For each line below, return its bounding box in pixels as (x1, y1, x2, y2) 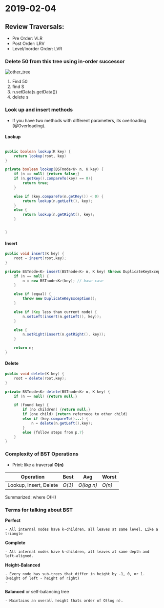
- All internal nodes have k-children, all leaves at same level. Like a (5, 527, 159, 532)
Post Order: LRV (12, 41, 45, 46)
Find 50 (12, 79, 28, 85)
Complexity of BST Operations (5, 450, 79, 457)
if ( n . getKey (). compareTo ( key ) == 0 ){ (14, 176, 93, 181)
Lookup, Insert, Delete (7, 481, 58, 488)
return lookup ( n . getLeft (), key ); (22, 199, 93, 203)
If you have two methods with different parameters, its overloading (12, 117, 146, 123)
